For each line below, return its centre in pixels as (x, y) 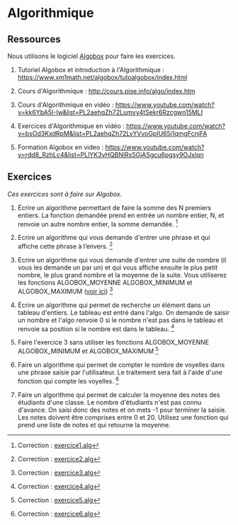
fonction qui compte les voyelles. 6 (68, 380)
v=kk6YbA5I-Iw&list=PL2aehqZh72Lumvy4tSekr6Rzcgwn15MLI (110, 112)
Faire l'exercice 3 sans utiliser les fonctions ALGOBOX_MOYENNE (113, 342)
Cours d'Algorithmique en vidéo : (66, 105)
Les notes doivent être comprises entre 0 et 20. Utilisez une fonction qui (123, 417)
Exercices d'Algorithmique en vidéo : (71, 126)
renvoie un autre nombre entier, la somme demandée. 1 (98, 223)
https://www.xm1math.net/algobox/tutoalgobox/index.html (102, 77)
